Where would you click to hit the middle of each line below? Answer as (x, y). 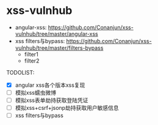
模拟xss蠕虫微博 (36, 93)
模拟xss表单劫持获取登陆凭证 (52, 100)
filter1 (31, 54)
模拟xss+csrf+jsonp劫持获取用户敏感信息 (67, 108)
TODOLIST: (20, 72)
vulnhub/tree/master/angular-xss (57, 33)
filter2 (32, 61)
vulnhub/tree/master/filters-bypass (59, 48)
